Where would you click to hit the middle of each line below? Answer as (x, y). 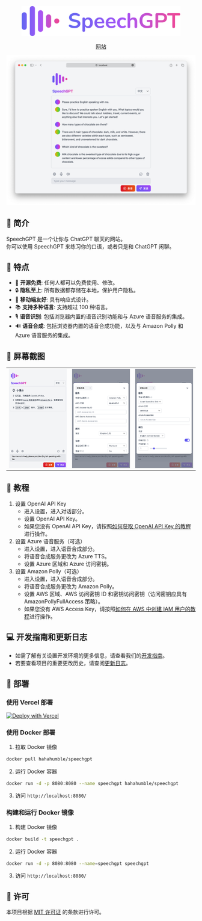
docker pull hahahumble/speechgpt (50, 759)
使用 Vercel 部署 (30, 703)
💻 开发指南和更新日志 (47, 637)
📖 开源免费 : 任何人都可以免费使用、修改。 (66, 283)
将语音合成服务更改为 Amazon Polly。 (71, 586)
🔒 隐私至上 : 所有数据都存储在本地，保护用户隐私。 (77, 290)
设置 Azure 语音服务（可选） (50, 541)
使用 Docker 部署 (31, 733)
